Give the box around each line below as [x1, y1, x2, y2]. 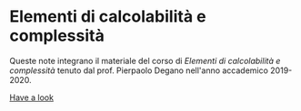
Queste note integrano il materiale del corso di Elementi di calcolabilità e [9, 55, 281, 66]
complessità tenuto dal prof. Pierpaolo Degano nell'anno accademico [9, 65, 268, 76]
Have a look [9, 92, 55, 103]
